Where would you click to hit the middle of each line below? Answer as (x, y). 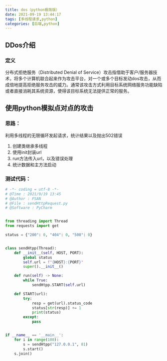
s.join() (23, 354)
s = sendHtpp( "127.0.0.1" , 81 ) (56, 344)
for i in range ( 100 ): (36, 340)
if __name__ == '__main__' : (34, 335)
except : (31, 317)
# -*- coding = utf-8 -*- (32, 189)
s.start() (33, 349)
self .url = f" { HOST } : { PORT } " (53, 262)
